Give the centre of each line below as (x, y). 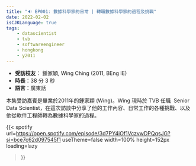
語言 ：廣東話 (30, 88)
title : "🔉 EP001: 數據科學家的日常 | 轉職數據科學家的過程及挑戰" (81, 12)
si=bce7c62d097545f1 (33, 139)
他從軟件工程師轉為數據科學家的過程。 (53, 115)
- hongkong (30, 50)
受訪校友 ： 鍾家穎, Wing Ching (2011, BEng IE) (71, 73)
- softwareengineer (41, 45)
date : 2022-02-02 (28, 17)
